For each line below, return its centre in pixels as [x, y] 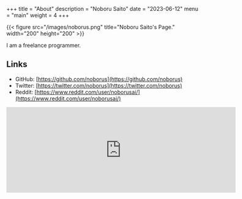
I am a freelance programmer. [44, 45]
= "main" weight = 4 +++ [38, 15]
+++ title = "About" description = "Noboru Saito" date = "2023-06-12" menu [102, 9]
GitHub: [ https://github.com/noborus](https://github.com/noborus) [99, 79]
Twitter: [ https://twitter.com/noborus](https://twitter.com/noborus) [98, 85]
